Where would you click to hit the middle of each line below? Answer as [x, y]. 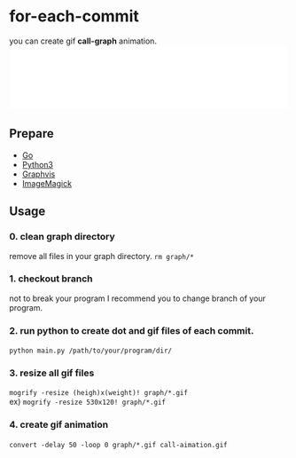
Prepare [32, 134]
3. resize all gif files [52, 373]
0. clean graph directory [62, 237]
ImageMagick [47, 183]
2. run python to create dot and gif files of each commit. [132, 330]
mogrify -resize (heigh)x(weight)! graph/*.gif [99, 393]
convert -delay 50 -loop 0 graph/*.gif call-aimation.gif [118, 445]
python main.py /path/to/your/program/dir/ [91, 351]
